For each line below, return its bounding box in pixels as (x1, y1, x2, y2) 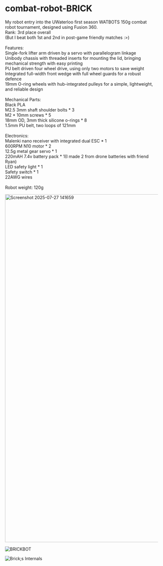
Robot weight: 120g (5, 184, 44, 190)
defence (5, 76, 22, 82)
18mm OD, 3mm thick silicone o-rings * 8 (5, 117, 87, 123)
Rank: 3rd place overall (5, 29, 51, 35)
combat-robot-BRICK (5, 3, 93, 14)
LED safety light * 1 (5, 164, 43, 169)
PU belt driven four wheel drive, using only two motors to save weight (5, 65, 145, 71)
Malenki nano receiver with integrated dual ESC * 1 (5, 138, 107, 144)
